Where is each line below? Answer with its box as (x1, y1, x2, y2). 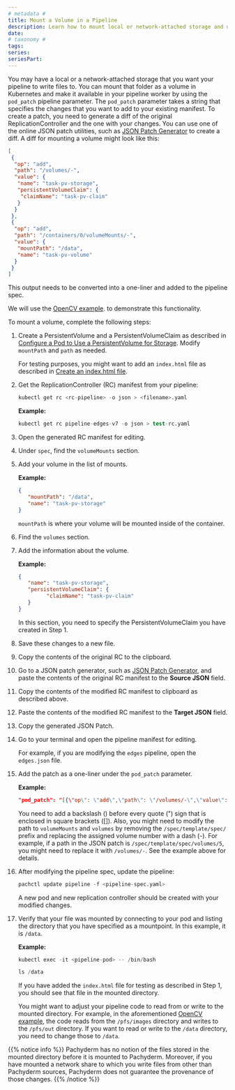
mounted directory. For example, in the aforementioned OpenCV (17, 1010, 203, 1018)
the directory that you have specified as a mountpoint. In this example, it (17, 922, 226, 930)
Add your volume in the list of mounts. (17, 460, 128, 468)
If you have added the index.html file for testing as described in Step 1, (17, 981, 222, 990)
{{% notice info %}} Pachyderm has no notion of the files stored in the (8, 1045, 210, 1054)
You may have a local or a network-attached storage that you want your (8, 75, 214, 83)
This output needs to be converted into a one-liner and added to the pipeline (8, 283, 228, 292)
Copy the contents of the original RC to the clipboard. (17, 652, 172, 661)
